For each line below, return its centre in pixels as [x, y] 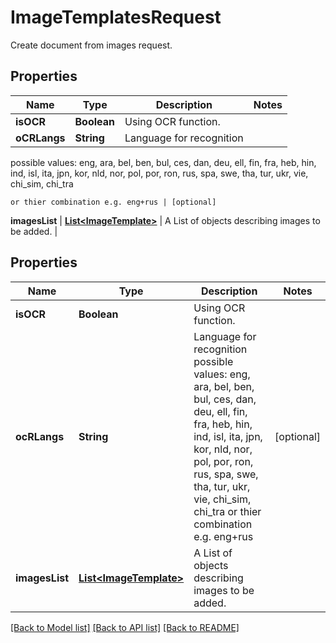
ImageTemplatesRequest [116, 17]
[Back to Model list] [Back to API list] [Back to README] [125, 627]
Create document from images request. [91, 45]
